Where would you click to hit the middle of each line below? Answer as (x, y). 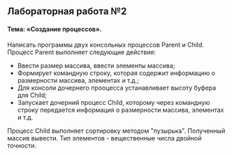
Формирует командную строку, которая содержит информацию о (116, 73)
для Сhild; (32, 95)
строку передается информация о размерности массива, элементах (121, 110)
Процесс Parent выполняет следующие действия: (81, 52)
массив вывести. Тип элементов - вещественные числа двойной (104, 138)
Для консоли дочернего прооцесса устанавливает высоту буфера (117, 88)
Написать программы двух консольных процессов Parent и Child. (106, 44)
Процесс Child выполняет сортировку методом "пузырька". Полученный (116, 131)
